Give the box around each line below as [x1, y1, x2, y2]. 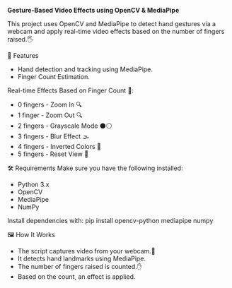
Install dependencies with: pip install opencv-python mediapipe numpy [7, 217, 214, 224]
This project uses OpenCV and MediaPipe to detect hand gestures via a [7, 20, 216, 28]
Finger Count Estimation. [17, 73, 90, 80]
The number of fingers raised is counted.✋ [17, 263, 143, 270]
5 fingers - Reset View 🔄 [17, 150, 89, 158]
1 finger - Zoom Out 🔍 [17, 111, 83, 119]
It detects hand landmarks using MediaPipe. [17, 254, 146, 263]
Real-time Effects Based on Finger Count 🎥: [7, 86, 134, 95]
